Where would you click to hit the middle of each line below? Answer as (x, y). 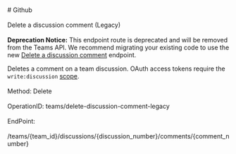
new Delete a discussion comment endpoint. (72, 55)
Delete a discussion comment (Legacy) (64, 25)
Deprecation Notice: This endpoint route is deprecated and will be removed (117, 40)
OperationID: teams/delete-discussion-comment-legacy (89, 106)
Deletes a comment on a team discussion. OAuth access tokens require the (116, 69)
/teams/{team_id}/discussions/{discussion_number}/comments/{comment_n (118, 136)
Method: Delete (30, 91)
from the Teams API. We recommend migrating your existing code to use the (118, 47)
